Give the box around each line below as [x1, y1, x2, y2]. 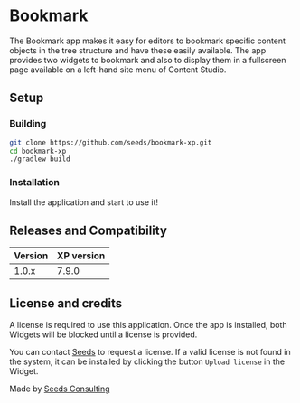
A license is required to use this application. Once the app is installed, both [9, 320, 287, 331]
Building [9, 117, 47, 130]
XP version [57, 249, 106, 262]
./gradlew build [9, 155, 70, 164]
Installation [9, 176, 61, 189]
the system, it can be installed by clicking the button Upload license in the [9, 356, 286, 367]
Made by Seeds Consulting [9, 383, 110, 394]
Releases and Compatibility [9, 222, 167, 238]
